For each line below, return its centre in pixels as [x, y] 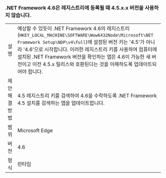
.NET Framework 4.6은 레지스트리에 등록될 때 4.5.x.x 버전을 [75, 7]
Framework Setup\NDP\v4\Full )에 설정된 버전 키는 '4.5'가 [81, 42]
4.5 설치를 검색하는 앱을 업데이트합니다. [61, 103]
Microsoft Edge [35, 131]
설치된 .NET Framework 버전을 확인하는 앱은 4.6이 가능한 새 [84, 57]
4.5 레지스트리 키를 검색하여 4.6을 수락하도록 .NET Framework [87, 96]
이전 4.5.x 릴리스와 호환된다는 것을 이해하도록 [83, 64]
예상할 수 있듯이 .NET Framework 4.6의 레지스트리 [73, 29]
